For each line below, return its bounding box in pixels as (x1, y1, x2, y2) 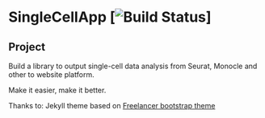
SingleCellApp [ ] (8, 8, 212, 26)
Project (8, 40, 46, 54)
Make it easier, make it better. (8, 85, 107, 95)
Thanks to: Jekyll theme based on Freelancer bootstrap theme (8, 101, 216, 110)
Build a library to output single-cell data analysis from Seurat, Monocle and (8, 61, 258, 71)
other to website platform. (8, 70, 95, 79)
